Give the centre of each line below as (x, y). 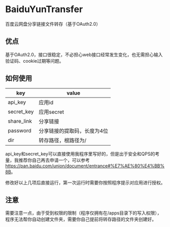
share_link (20, 121)
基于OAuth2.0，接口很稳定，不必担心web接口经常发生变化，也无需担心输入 (84, 55)
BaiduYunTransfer (44, 9)
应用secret (52, 112)
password (20, 130)
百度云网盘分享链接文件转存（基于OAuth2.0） (53, 24)
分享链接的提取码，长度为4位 (73, 131)
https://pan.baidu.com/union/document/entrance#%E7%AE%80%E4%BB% (85, 166)
